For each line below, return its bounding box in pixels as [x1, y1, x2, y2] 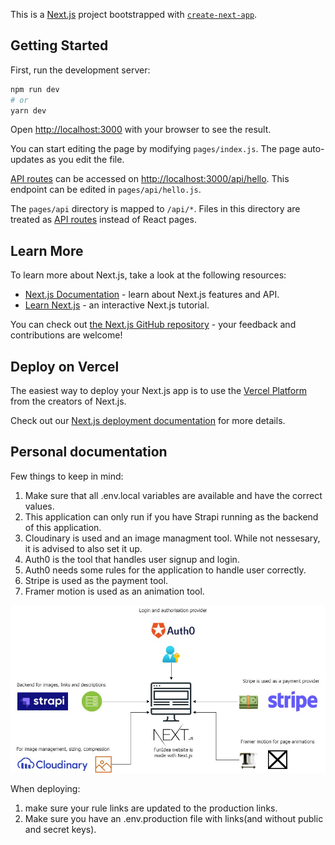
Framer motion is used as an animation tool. [24, 585, 205, 597]
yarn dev [10, 105, 47, 116]
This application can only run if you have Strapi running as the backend [24, 510, 319, 523]
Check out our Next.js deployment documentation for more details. [10, 415, 286, 427]
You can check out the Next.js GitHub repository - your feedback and [10, 319, 297, 331]
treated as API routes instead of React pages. [10, 214, 197, 226]
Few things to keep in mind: [10, 470, 124, 482]
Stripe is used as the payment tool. [24, 574, 169, 586]
